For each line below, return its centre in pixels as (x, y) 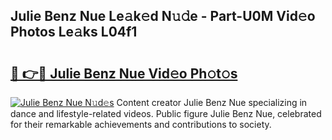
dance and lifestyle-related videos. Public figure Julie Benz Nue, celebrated (166, 113)
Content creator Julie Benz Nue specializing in (212, 102)
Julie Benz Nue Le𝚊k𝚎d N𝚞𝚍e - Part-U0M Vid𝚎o (163, 16)
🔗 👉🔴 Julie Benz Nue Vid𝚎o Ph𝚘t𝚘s (124, 73)
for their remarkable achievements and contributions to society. (141, 124)
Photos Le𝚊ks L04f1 (74, 32)
